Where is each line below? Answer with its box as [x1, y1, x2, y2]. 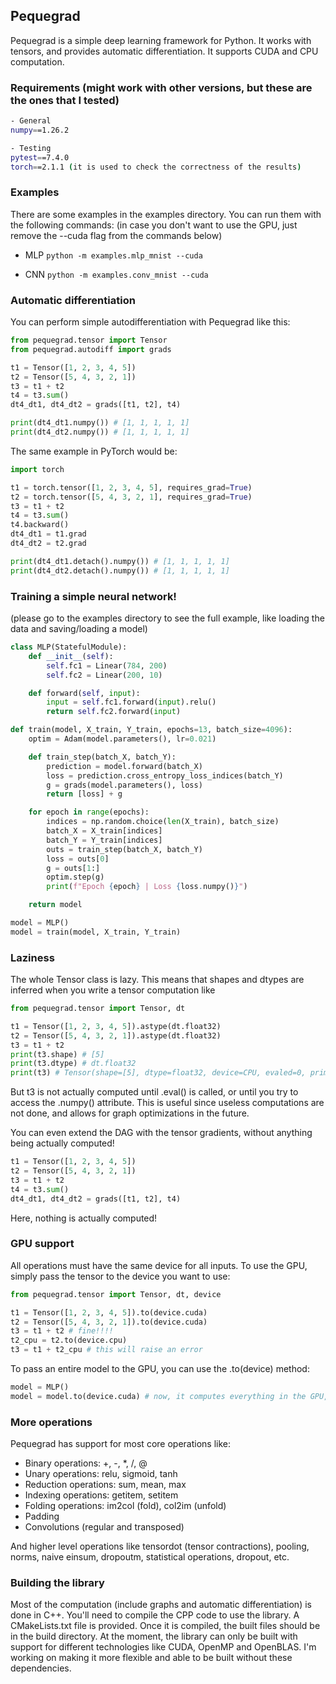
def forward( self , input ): [28, 688, 141, 698]
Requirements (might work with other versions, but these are [10, 80, 313, 94]
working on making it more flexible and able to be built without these [10, 1652, 293, 1664]
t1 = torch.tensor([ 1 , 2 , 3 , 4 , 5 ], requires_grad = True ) [10, 482, 253, 493]
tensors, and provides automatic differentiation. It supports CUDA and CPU [10, 45, 319, 57]
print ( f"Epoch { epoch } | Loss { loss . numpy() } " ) [46, 882, 248, 892]
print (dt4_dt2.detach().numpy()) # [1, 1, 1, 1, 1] [10, 565, 230, 576]
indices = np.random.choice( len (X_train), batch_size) [46, 817, 280, 827]
